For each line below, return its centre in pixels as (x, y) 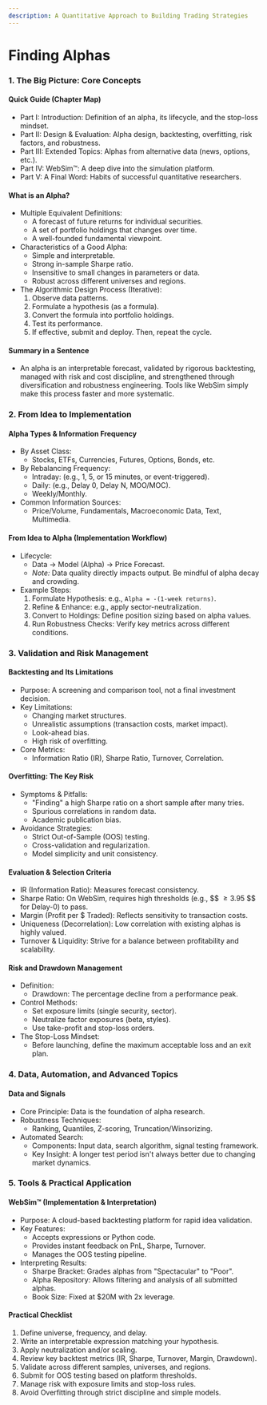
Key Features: (42, 1228)
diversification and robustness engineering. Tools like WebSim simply (134, 385)
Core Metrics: (42, 749)
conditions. (50, 632)
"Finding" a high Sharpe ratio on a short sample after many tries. (138, 803)
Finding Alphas (59, 55)
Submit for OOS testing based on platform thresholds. (108, 1375)
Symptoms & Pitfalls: (54, 794)
